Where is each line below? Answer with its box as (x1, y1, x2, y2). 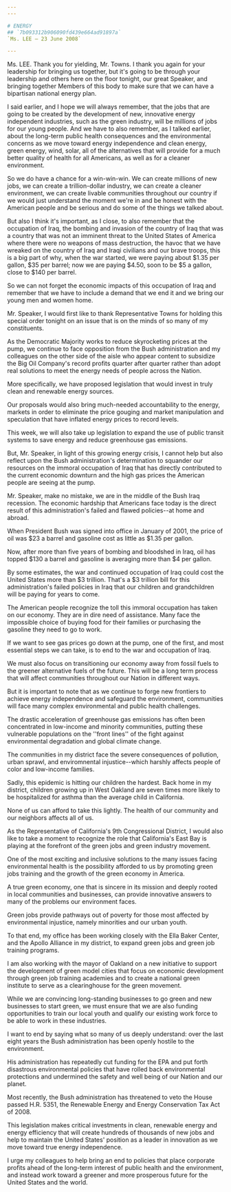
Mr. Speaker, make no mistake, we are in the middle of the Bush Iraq (7, 492, 201, 500)
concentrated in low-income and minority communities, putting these (7, 723, 203, 731)
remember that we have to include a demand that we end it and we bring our (7, 289, 224, 297)
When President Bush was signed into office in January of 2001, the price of (7, 527, 223, 535)
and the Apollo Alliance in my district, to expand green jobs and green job (7, 939, 215, 947)
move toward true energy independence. (7, 1143, 123, 1151)
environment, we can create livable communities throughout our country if (7, 189, 218, 197)
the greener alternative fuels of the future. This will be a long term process (7, 667, 219, 675)
